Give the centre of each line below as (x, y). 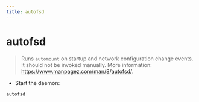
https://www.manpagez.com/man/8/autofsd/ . (77, 71)
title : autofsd (25, 12)
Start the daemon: (37, 83)
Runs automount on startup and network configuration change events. (107, 59)
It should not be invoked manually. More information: (86, 65)
